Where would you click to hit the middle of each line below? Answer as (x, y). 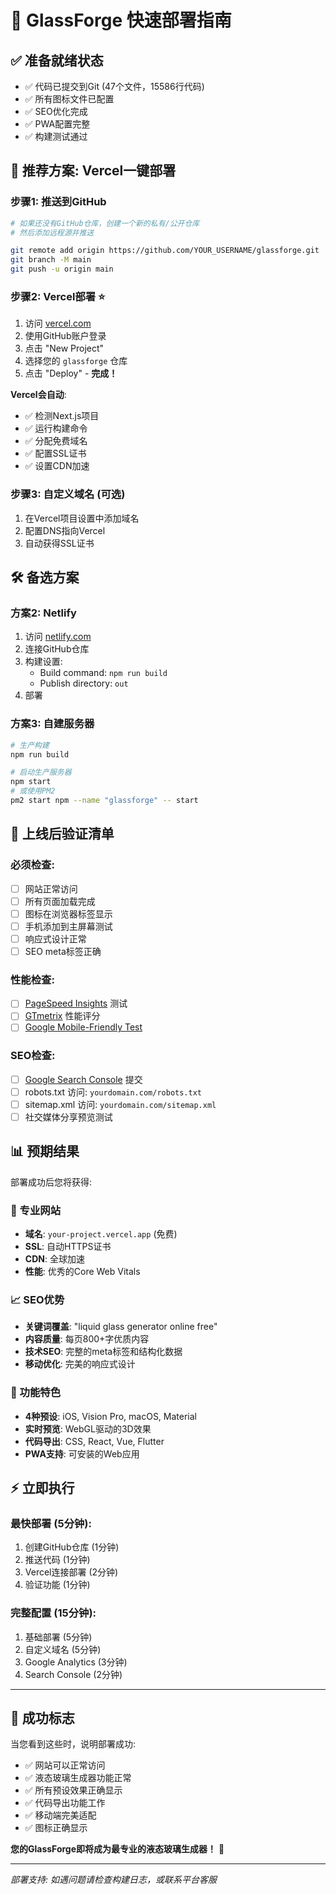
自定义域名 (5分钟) (63, 1649)
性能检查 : (32, 979)
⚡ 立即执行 (42, 1488)
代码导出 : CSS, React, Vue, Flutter (94, 1441)
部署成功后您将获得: (51, 1182)
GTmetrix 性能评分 (62, 1016)
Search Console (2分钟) (73, 1674)
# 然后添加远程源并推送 (52, 232)
